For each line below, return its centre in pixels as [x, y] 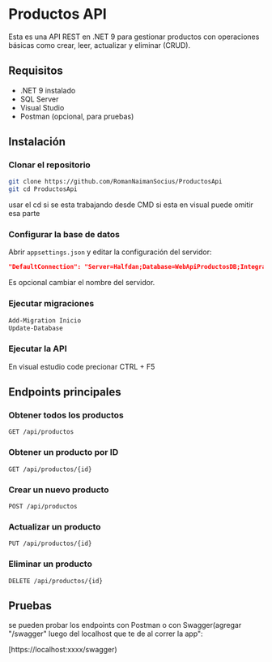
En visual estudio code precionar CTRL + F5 [82, 366]
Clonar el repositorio [49, 165]
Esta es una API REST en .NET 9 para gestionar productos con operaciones [134, 37]
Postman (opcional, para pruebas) [77, 116]
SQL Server [39, 99]
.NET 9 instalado [48, 90]
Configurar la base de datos [64, 235]
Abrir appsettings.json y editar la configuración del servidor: [110, 252]
